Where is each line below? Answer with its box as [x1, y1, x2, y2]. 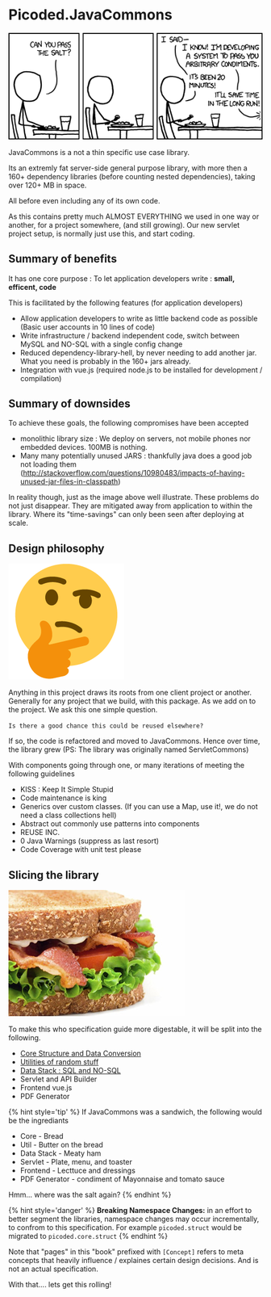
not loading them [19, 460, 77, 469]
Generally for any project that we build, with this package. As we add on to [8, 696, 256, 706]
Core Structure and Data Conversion [19, 1048, 141, 1058]
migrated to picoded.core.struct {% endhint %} [8, 1231, 169, 1240]
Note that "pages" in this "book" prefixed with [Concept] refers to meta [8, 1246, 244, 1257]
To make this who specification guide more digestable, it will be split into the [8, 1024, 262, 1034]
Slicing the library [8, 868, 99, 882]
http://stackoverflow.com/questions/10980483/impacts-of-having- [23, 468, 245, 478]
